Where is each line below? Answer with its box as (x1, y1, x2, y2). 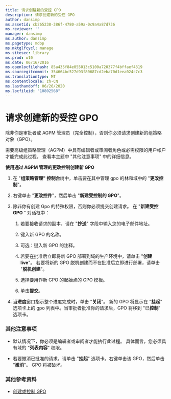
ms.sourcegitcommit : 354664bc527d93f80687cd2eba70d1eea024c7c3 (5, 70, 143, 75)
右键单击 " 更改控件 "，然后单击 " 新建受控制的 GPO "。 (12, 192, 124, 198)
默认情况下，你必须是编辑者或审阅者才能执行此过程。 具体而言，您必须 (12, 338, 162, 344)
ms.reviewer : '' (5, 27, 40, 32)
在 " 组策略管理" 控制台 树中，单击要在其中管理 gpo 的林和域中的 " (12, 175, 151, 182)
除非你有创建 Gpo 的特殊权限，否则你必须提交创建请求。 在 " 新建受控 (12, 203, 159, 210)
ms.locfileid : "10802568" (5, 88, 60, 94)
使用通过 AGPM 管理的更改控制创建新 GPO (5, 164, 94, 170)
